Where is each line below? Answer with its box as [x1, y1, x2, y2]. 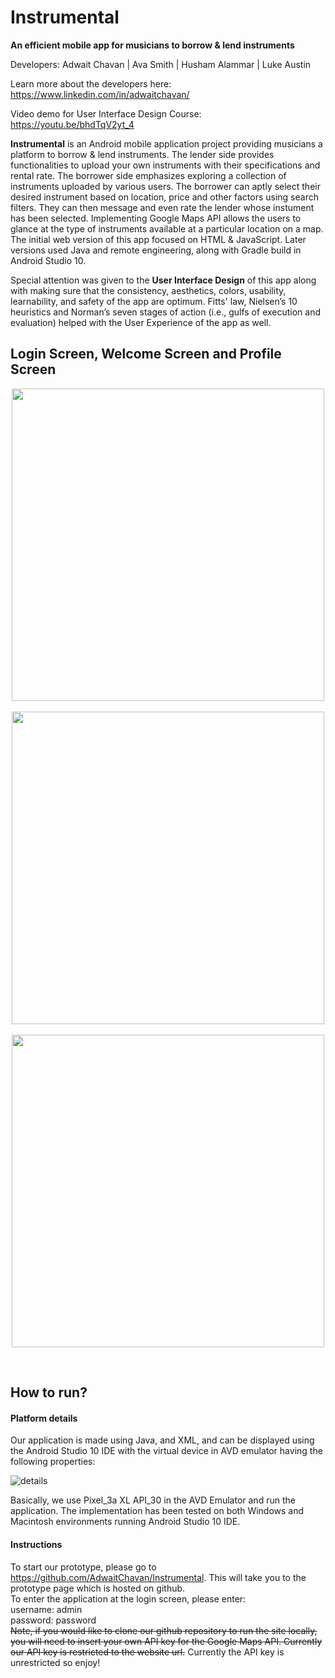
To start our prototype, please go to [10, 1561, 157, 1573]
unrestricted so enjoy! [10, 1656, 101, 1668]
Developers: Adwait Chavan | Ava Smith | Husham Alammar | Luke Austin [10, 58, 312, 70]
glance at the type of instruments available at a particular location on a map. [10, 222, 324, 235]
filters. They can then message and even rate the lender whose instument [10, 201, 315, 213]
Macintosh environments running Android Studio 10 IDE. [10, 1516, 241, 1528]
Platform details [10, 1412, 78, 1424]
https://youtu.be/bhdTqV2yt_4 [10, 118, 135, 130]
